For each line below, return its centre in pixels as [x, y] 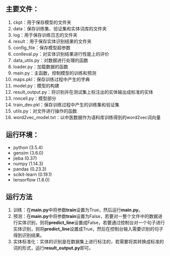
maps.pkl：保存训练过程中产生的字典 [51, 79]
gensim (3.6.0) [28, 153]
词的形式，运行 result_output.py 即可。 [53, 248]
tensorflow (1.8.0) [31, 179]
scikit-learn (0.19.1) [32, 174]
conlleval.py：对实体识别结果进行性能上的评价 [61, 54]
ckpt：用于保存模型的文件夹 [42, 22]
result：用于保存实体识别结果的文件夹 [52, 41]
